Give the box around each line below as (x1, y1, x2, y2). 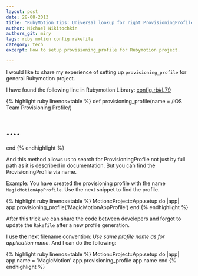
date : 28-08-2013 (6, 14, 49, 20)
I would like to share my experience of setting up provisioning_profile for (6, 69, 187, 76)
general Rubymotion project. (6, 74, 75, 82)
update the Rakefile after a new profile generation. (6, 221, 130, 228)
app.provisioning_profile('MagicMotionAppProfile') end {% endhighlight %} (6, 203, 189, 210)
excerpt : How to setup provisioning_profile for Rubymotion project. (6, 47, 181, 53)
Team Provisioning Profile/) (6, 104, 72, 111)
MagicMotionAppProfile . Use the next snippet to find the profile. (6, 186, 160, 193)
